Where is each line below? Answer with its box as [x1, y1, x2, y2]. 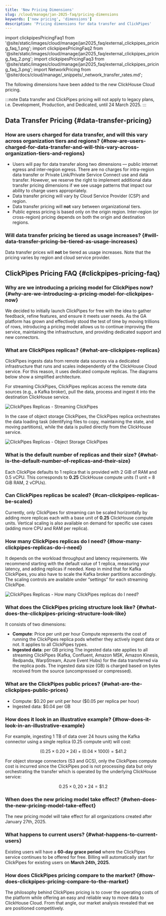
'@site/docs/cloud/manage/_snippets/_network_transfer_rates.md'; [5, 72, 143, 78]
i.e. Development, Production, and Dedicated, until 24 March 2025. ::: [5, 102, 147, 108]
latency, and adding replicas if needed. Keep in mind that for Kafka [5, 566, 141, 572]
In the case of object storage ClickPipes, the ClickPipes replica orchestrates [5, 413, 160, 419]
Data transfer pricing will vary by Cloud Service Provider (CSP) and [12, 193, 150, 199]
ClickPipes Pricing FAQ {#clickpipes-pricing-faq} [5, 269, 161, 277]
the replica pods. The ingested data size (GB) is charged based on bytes [12, 663, 161, 669]
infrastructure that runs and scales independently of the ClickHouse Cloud [5, 363, 157, 369]
